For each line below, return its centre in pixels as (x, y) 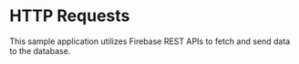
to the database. (40, 50)
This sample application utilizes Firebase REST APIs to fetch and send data (150, 41)
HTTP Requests (70, 16)
